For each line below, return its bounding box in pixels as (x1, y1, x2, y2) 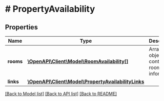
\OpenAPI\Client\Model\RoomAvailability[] (27, 58, 128, 65)
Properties (5, 23, 38, 31)
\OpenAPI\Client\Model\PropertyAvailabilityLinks (27, 78, 144, 85)
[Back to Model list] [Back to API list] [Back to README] (5, 91, 117, 97)
